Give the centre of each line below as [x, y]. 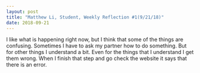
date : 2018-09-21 [28, 23]
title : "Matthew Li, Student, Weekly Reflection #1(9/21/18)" [85, 17]
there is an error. [27, 65]
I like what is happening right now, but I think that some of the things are [95, 40]
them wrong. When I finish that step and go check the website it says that [96, 58]
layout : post [22, 12]
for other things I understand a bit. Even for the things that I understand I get [100, 52]
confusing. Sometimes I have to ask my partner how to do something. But [96, 46]
